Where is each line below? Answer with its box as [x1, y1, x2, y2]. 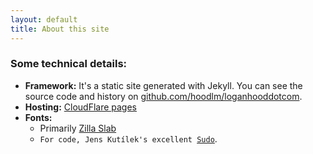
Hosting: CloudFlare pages [24, 101, 138, 113]
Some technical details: [10, 57, 128, 71]
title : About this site [10, 24, 110, 34]
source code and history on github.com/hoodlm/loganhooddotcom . [24, 90, 303, 102]
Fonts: [24, 111, 53, 123]
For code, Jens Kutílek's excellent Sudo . [39, 132, 218, 145]
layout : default [10, 14, 78, 25]
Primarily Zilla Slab [39, 122, 117, 134]
